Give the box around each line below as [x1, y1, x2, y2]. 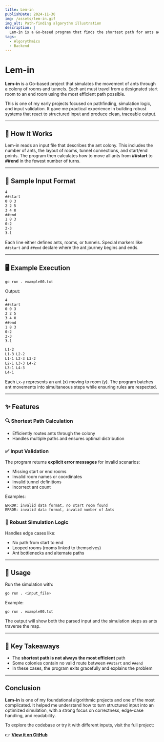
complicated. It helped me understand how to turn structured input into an [5, 702, 154, 708]
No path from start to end [12, 539, 63, 545]
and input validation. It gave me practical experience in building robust [5, 105, 146, 111]
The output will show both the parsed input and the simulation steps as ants [5, 618, 158, 624]
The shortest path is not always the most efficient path [12, 655, 125, 661]
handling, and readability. [5, 712, 56, 718]
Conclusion [5, 684, 41, 692]
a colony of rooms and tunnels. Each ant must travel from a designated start [5, 86, 158, 92]
